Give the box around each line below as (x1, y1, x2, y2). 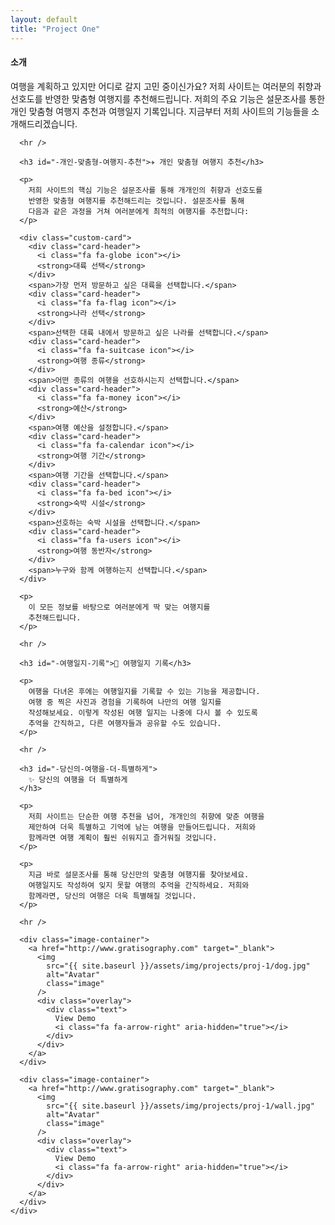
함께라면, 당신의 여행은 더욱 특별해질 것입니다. (28, 891, 197, 901)
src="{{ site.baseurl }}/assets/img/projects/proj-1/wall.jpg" (46, 1101, 315, 1111)
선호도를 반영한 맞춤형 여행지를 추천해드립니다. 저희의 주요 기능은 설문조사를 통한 (10, 92, 326, 105)
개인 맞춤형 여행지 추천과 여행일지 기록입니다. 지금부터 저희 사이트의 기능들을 (10, 105, 310, 117)
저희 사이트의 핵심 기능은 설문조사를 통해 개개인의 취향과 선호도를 (28, 185, 263, 195)
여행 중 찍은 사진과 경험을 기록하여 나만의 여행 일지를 (28, 697, 222, 707)
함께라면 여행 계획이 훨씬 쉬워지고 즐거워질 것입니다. (28, 832, 218, 843)
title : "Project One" (10, 24, 101, 34)
